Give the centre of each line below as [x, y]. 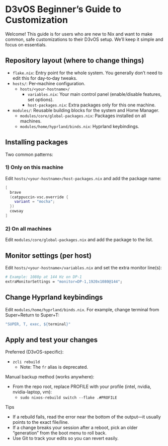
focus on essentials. [26, 44]
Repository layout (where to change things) [75, 61]
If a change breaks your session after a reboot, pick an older [75, 428]
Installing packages [37, 142]
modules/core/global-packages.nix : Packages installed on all [83, 116]
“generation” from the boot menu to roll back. [59, 433]
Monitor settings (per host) [49, 256]
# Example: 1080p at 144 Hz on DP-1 [44, 277]
